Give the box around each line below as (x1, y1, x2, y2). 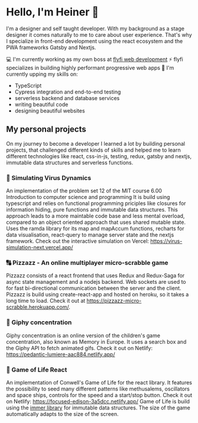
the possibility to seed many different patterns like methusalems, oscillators (6, 385, 190, 392)
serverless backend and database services (14, 94, 120, 101)
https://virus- (150, 238, 183, 245)
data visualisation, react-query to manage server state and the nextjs (6, 231, 174, 239)
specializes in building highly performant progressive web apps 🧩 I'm (6, 64, 174, 71)
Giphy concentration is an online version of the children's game (6, 332, 161, 339)
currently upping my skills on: (6, 70, 78, 78)
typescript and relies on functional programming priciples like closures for (6, 200, 186, 207)
